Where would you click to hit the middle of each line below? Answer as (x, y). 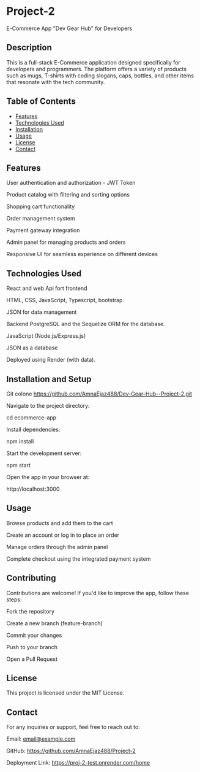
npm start (19, 465)
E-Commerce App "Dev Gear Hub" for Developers (69, 28)
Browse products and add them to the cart (60, 523)
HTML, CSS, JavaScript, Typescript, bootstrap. (65, 300)
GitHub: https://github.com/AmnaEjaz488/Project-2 (71, 751)
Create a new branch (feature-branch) (54, 623)
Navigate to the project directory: (48, 406)
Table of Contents (41, 102)
